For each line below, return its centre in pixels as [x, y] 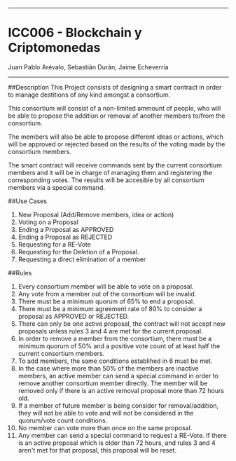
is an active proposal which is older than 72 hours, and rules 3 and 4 [117, 443]
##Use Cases [28, 201]
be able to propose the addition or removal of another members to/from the [117, 116]
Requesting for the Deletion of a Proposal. [78, 252]
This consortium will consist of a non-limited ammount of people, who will [114, 108]
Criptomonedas [54, 48]
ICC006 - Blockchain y [75, 33]
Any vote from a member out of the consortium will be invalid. [107, 294]
